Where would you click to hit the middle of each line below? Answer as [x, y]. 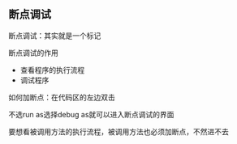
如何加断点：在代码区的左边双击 [62, 97]
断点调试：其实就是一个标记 [55, 36]
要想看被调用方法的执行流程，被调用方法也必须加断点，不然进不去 [118, 131]
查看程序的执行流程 [52, 70]
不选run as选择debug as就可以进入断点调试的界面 [91, 114]
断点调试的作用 [33, 53]
